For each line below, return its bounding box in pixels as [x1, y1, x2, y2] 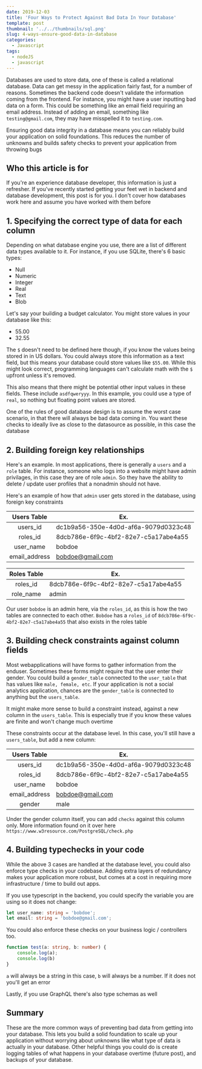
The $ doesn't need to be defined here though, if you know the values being [6, 346, 195, 354]
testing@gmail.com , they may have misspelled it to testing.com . [6, 114, 163, 122]
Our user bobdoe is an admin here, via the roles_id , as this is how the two [6, 605, 188, 612]
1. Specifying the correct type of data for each [6, 216, 183, 226]
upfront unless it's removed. [6, 372, 77, 379]
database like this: [6, 316, 51, 323]
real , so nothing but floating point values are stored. [6, 397, 137, 404]
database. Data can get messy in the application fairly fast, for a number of [6, 82, 193, 89]
